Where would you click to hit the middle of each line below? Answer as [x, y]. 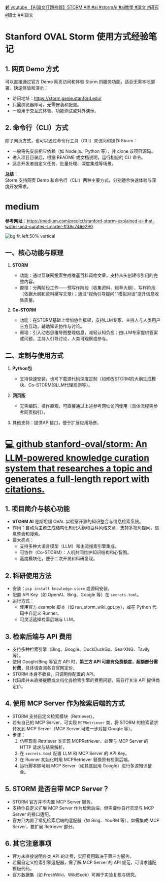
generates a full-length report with [77, 479]
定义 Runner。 [47, 613]
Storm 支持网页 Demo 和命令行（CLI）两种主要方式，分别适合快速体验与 [79, 180]
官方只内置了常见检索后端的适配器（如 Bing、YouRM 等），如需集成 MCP [86, 820]
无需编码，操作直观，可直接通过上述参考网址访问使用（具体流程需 [86, 406]
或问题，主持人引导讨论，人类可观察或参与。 [65, 338]
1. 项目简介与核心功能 [37, 509]
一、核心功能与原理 [34, 253]
